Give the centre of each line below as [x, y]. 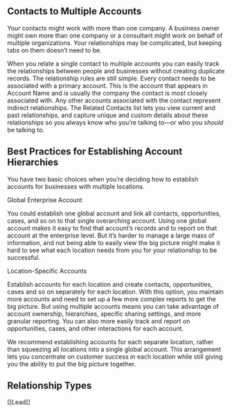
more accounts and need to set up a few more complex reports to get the [111, 299]
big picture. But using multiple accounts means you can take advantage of [113, 306]
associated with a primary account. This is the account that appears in [107, 85]
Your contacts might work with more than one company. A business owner [114, 28]
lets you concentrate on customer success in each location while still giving [115, 357]
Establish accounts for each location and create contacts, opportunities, [110, 284]
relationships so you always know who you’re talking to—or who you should [115, 122]
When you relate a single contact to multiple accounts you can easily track [113, 63]
